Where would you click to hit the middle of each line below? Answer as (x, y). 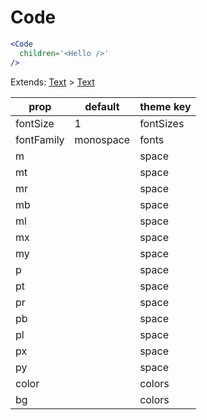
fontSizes (162, 123)
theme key (165, 106)
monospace (102, 139)
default (102, 106)
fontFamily (40, 139)
